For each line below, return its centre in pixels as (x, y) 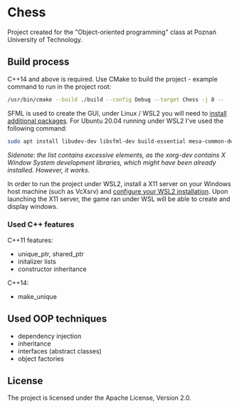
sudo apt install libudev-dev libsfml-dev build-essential (97, 141)
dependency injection (49, 336)
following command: (37, 128)
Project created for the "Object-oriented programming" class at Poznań (112, 32)
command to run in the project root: (59, 87)
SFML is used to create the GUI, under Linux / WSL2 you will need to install (117, 113)
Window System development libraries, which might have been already (112, 162)
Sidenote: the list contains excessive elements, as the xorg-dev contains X (117, 155)
